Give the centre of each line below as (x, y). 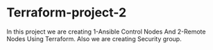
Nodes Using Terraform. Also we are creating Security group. (94, 38)
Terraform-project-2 (67, 13)
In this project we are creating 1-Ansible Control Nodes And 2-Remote (106, 32)
